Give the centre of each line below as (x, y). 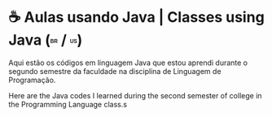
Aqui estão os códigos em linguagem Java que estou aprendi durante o (128, 63)
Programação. (32, 80)
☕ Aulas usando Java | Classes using (136, 17)
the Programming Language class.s (68, 104)
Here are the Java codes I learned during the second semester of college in (135, 95)
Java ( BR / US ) (46, 40)
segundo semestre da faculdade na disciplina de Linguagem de (115, 71)
